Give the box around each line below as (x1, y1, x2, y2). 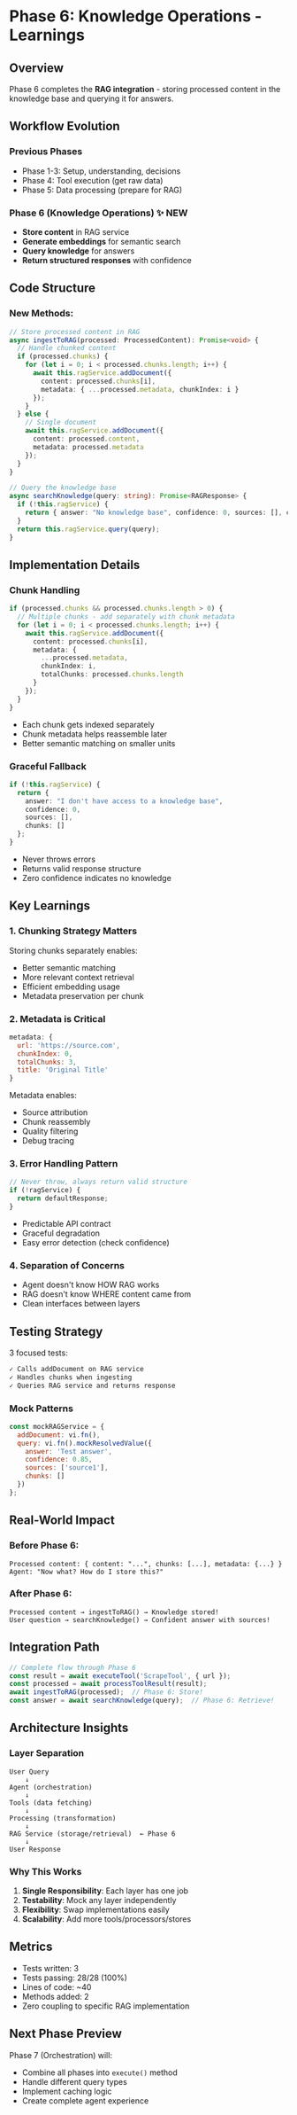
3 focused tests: (9, 1347, 68, 1358)
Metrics (9, 1939, 53, 1955)
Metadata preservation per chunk (21, 990, 144, 1001)
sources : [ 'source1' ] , (25, 1463, 109, 1472)
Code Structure (9, 281, 95, 296)
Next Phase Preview (9, 2026, 122, 2041)
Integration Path (9, 1640, 100, 1655)
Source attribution (21, 1107, 88, 1118)
